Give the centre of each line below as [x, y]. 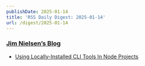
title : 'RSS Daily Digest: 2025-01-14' [56, 17]
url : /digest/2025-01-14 [37, 23]
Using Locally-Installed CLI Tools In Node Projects [77, 56]
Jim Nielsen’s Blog [34, 43]
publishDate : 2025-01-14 [37, 12]
